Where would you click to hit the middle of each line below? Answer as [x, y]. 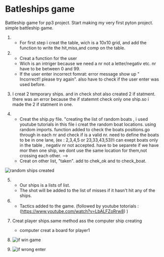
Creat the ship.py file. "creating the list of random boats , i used [84, 119]
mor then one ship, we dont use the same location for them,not [83, 150]
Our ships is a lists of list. [45, 185]
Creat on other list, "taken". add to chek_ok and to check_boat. [83, 161]
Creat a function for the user [48, 58]
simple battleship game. [29, 28]
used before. [32, 84]
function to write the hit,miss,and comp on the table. [72, 48]
